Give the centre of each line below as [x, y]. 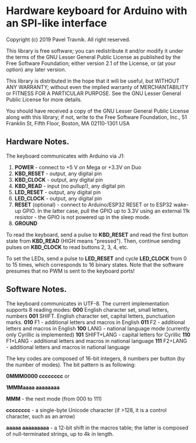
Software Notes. [37, 289]
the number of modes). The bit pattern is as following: [71, 364]
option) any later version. [36, 69]
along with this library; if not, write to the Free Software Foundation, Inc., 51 [97, 117]
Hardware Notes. [38, 142]
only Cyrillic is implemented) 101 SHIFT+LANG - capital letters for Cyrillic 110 [98, 335]
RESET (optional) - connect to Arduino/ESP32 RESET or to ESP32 [93, 205]
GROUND [26, 223]
